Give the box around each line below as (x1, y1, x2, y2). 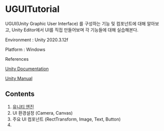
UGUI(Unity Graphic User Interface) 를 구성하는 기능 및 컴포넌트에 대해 (5, 20, 146, 26)
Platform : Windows (5, 46, 46, 52)
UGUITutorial (5, 3, 60, 15)
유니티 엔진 (12, 104, 34, 110)
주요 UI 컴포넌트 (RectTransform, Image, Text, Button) (12, 116, 121, 122)
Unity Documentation (5, 66, 49, 72)
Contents (5, 90, 35, 98)
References (5, 56, 29, 62)
